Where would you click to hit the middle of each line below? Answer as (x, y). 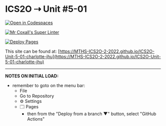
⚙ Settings (31, 101)
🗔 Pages (29, 106)
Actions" (36, 119)
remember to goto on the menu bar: (49, 85)
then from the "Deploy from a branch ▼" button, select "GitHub (92, 114)
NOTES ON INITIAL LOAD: (32, 76)
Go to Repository (37, 96)
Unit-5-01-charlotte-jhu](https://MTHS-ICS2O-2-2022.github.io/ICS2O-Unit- (83, 56)
